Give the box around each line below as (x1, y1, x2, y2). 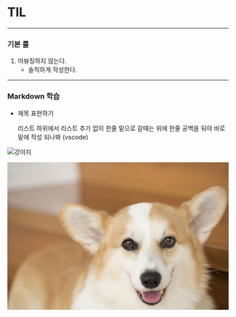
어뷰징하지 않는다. (17, 57, 67, 66)
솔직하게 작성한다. (27, 66, 77, 74)
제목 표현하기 (17, 108, 54, 117)
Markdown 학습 (7, 92, 60, 101)
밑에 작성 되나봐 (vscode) (17, 132, 89, 141)
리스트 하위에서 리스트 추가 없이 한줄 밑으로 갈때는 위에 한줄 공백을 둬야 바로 (17, 124, 226, 132)
